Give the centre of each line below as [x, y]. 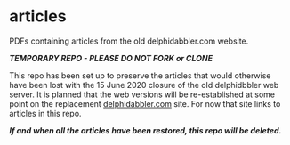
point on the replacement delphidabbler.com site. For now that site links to [145, 103]
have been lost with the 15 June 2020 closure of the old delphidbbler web [144, 85]
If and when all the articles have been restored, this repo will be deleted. [145, 130]
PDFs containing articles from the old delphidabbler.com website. [129, 41]
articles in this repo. [45, 113]
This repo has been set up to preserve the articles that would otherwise [140, 75]
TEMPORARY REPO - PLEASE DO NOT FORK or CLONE [111, 58]
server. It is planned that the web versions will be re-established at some [142, 94]
